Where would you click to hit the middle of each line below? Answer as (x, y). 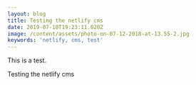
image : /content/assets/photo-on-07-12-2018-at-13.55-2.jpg (99, 34)
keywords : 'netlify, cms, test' (55, 40)
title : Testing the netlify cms (55, 21)
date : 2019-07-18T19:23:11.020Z (55, 27)
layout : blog (27, 14)
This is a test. (27, 60)
